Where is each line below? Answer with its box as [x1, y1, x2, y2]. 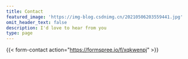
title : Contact [6, 8, 44, 15]
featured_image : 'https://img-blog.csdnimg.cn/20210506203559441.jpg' [6, 14, 183, 20]
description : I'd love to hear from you [6, 25, 107, 31]
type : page [6, 30, 33, 36]
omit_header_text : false [6, 19, 67, 25]
